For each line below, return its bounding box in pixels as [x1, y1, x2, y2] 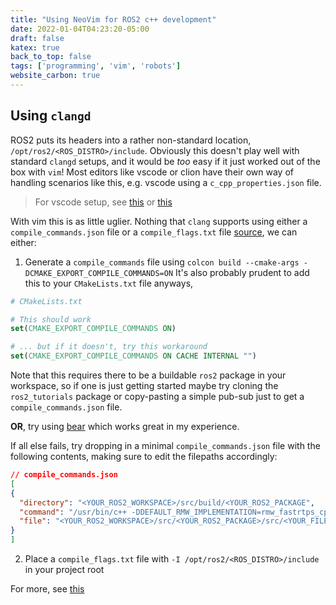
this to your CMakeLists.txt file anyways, [24, 277, 194, 289]
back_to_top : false [10, 52, 92, 62]
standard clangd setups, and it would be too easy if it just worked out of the [10, 155, 321, 167]
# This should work [10, 314, 92, 325]
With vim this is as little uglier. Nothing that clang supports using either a [10, 215, 308, 227]
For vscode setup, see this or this [34, 196, 173, 208]
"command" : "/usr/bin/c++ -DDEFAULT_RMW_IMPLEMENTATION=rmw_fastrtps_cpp [19, 507, 333, 517]
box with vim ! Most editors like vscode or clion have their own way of [10, 166, 294, 178]
